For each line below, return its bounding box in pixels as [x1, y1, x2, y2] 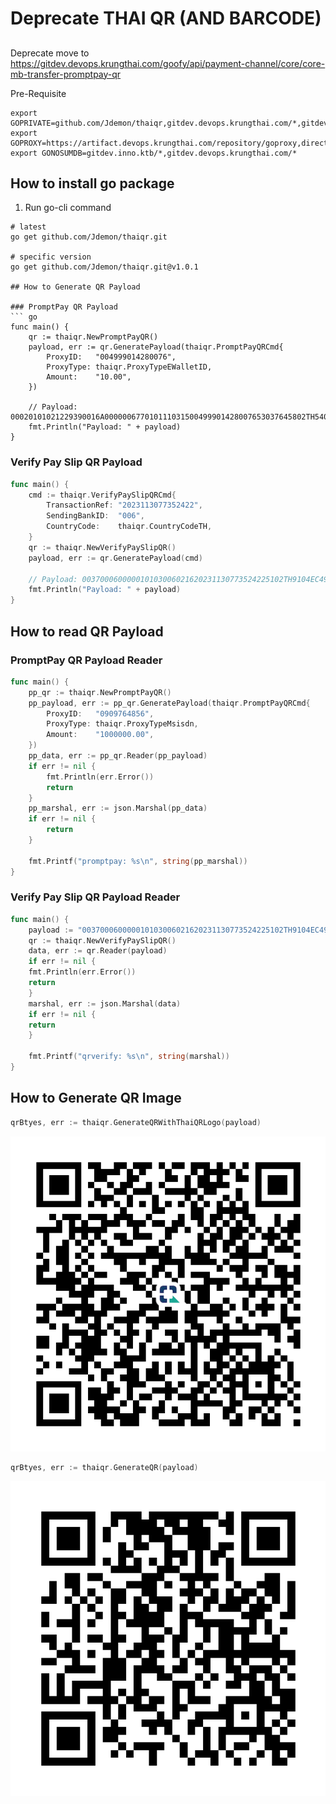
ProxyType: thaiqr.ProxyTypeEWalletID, [46, 362, 213, 372]
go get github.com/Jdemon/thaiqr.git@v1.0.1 [10, 262, 199, 272]
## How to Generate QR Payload [10, 282, 141, 292]
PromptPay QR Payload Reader [10, 653, 163, 667]
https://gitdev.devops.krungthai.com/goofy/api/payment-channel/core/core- [10, 57, 326, 69]
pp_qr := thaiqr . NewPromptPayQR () [28, 687, 172, 697]
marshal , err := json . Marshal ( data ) [28, 998, 182, 1009]
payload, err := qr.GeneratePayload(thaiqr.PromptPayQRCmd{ [28, 342, 284, 352]
